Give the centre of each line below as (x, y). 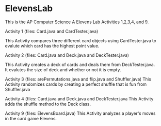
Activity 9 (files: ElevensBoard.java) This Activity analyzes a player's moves (80, 113)
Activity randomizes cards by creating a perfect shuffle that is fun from (76, 84)
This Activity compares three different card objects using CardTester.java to (81, 40)
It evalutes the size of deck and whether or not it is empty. (63, 70)
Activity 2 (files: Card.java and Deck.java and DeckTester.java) (67, 55)
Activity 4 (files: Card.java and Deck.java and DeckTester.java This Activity (79, 99)
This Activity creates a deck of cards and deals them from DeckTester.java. (80, 64)
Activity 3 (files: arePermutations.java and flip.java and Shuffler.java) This (78, 79)
